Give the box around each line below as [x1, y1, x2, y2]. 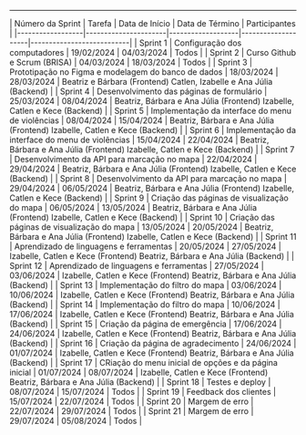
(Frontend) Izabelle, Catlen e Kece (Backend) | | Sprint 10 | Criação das [9, 212, 275, 223]
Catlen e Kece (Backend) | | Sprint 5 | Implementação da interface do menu [9, 106, 291, 116]
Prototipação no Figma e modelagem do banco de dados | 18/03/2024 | [9, 67, 280, 78]
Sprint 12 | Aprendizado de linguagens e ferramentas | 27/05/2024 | [9, 261, 264, 271]
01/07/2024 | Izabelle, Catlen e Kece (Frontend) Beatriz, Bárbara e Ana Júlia [9, 347, 294, 358]
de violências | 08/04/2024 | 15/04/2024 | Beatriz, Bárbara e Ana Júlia [9, 115, 275, 126]
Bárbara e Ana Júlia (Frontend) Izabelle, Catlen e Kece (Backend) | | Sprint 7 [9, 144, 295, 155]
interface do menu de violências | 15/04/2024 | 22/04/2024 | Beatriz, [9, 134, 270, 145]
